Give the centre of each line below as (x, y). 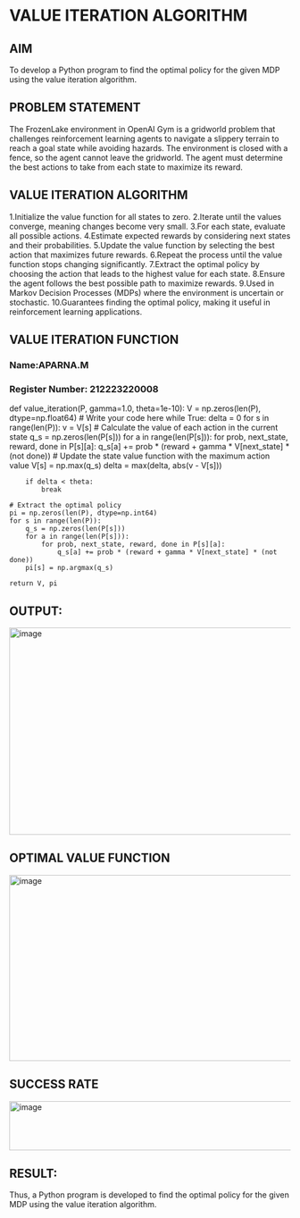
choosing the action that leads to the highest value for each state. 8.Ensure (147, 273)
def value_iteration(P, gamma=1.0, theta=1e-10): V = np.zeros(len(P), (135, 408)
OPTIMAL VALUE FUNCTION (90, 858)
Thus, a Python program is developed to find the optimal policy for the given (150, 1195)
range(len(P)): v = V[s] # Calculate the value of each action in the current (144, 428)
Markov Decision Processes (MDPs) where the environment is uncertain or (146, 292)
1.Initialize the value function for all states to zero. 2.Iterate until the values (146, 216)
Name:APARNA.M (49, 365)
